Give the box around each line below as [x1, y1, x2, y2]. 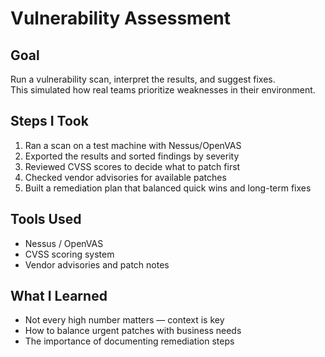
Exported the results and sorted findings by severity [24, 150, 240, 162]
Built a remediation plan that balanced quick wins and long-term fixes [24, 182, 312, 194]
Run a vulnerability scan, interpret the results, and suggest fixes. [10, 73, 276, 85]
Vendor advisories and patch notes [24, 258, 170, 271]
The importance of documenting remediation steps [24, 335, 235, 347]
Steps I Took [10, 113, 89, 130]
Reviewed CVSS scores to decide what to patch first [24, 160, 241, 172]
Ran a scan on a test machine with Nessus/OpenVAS [24, 139, 242, 151]
